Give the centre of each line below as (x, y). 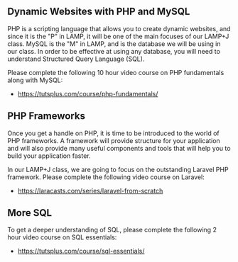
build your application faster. (49, 156)
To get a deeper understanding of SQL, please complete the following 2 (112, 230)
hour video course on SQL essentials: (62, 237)
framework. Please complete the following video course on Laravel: (106, 177)
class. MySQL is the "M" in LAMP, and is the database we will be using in (114, 44)
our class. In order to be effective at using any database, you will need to (114, 51)
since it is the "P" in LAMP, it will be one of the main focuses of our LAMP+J (118, 36)
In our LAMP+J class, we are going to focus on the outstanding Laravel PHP (118, 169)
